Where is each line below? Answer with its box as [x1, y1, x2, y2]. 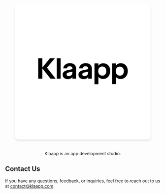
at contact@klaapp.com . [5, 183, 55, 189]
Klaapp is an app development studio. [44, 151, 121, 156]
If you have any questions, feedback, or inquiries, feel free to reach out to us [5, 178, 161, 184]
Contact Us [5, 165, 40, 173]
